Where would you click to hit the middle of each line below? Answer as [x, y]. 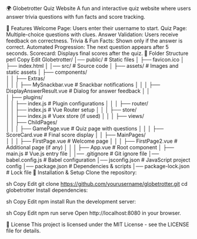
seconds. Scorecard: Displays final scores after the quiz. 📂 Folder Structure [97, 53]
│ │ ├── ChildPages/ [32, 122]
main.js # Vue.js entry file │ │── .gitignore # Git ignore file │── [83, 153]
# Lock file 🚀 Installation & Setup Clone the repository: [71, 172]
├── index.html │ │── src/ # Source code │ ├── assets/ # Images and [92, 66]
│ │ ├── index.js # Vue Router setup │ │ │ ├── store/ [71, 110]
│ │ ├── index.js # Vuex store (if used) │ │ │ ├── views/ [75, 116]
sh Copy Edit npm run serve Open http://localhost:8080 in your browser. [94, 213]
